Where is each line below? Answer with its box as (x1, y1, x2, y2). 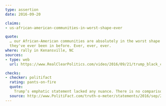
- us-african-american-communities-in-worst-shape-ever (5, 25, 123, 30)
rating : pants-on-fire (9, 80, 56, 85)
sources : (5, 52, 23, 57)
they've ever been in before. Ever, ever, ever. (9, 43, 112, 48)
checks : (5, 71, 21, 75)
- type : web (5, 57, 30, 62)
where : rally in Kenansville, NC (5, 48, 74, 53)
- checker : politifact (5, 75, 52, 80)
